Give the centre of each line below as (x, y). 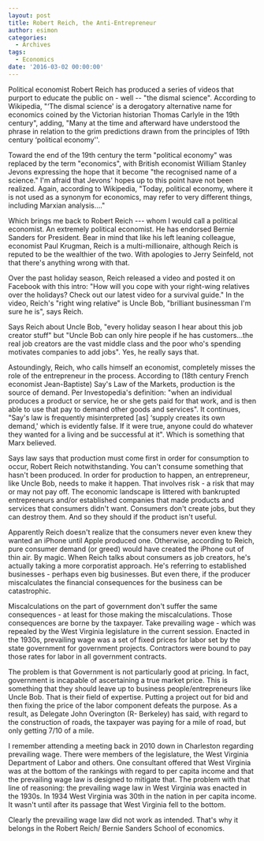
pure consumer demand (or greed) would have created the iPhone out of (126, 549)
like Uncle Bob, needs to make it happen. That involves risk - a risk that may (131, 483)
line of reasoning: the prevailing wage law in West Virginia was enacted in (127, 787)
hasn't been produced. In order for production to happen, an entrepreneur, (129, 475)
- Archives (33, 45)
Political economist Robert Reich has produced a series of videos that (121, 89)
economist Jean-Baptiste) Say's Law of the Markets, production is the (122, 384)
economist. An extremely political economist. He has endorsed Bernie (121, 229)
